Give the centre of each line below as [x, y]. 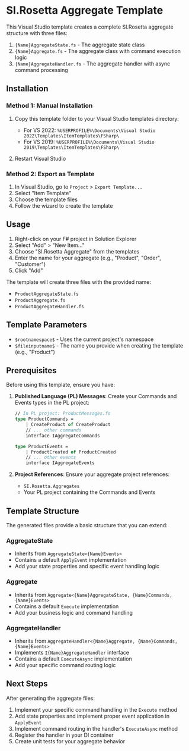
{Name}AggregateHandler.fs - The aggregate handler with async [92, 64]
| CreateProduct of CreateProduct [68, 425]
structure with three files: [37, 33]
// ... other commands [54, 430]
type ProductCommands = [44, 419]
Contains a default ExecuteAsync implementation [73, 659]
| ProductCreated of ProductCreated [71, 452]
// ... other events [51, 458]
